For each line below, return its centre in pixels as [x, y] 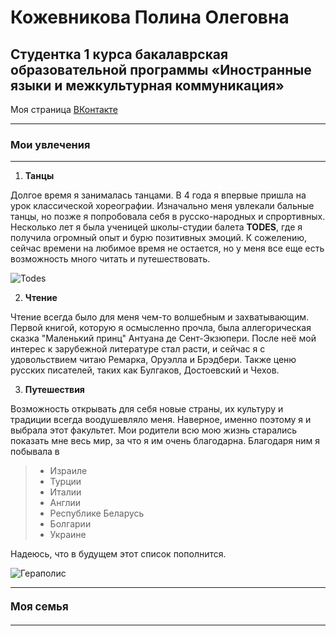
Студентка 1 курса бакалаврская [119, 54]
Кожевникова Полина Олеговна [150, 17]
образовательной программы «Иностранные [161, 69]
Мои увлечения [50, 144]
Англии [65, 503]
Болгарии [70, 524]
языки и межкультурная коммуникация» [147, 85]
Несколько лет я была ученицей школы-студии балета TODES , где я [156, 227]
